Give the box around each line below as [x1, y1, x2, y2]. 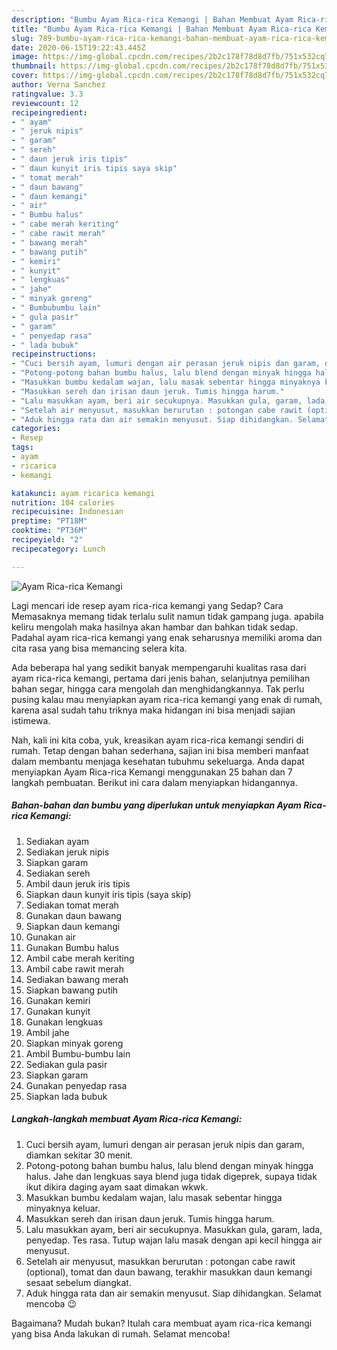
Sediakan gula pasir [25, 1058, 108, 1070]
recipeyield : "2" [11, 535, 84, 545]
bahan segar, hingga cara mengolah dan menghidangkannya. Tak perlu [11, 682, 305, 695]
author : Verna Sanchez [11, 80, 106, 90]
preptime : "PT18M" [11, 516, 88, 526]
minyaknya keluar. [25, 1202, 101, 1214]
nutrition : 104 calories [11, 497, 115, 508]
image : [11, 52, 39, 62]
